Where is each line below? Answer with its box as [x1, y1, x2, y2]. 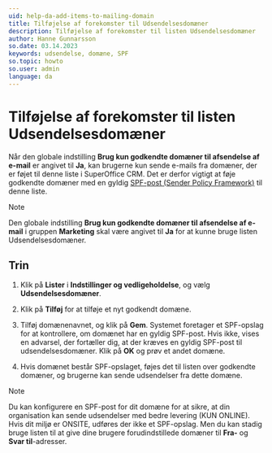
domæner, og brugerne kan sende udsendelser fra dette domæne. [19, 371, 243, 381]
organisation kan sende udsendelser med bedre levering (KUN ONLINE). [8, 411, 250, 420]
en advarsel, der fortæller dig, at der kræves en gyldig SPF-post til [19, 338, 243, 347]
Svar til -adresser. [8, 437, 67, 446]
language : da [8, 72, 53, 81]
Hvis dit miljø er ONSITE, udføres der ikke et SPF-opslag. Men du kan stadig [8, 420, 262, 429]
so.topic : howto [8, 58, 63, 66]
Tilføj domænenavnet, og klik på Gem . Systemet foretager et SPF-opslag [19, 320, 264, 330]
